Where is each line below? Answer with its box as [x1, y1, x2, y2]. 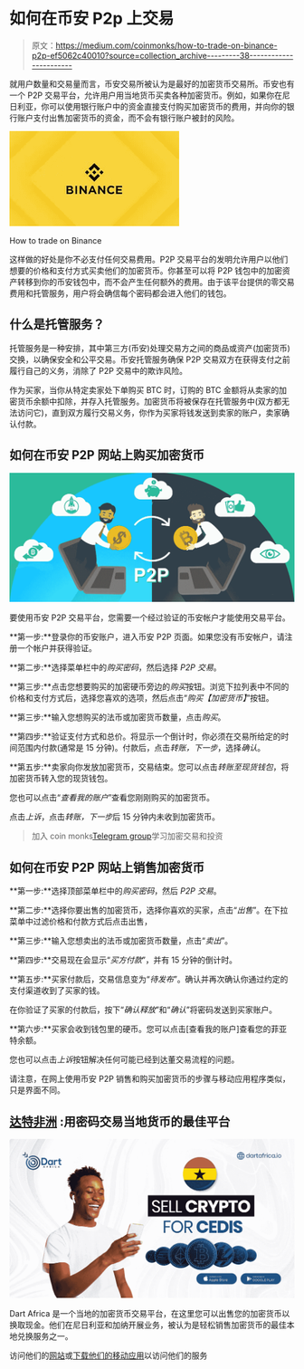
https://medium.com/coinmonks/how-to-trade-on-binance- [55, 40, 278, 51]
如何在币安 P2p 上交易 [9, 8, 175, 29]
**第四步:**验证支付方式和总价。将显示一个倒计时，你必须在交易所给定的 [9, 731, 282, 742]
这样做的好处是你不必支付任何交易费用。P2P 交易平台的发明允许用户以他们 [9, 254, 289, 264]
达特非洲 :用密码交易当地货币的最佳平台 [9, 1114, 231, 1129]
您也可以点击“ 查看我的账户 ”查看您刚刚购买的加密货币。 [9, 792, 215, 803]
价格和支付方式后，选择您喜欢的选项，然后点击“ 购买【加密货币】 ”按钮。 [9, 693, 274, 704]
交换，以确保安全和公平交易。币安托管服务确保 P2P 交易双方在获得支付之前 [9, 354, 291, 365]
